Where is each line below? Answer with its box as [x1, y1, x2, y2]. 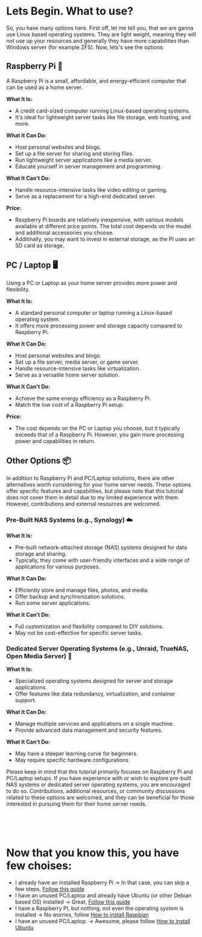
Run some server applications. [14, 599, 91, 607]
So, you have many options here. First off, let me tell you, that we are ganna [6, 24, 194, 31]
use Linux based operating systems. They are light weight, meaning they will [6, 30, 197, 38]
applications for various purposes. [14, 563, 101, 570]
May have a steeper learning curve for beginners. [14, 749, 138, 757]
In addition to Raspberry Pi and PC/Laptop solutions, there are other [6, 475, 175, 482]
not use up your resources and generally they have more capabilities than [6, 37, 189, 44]
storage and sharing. [14, 550, 67, 557]
